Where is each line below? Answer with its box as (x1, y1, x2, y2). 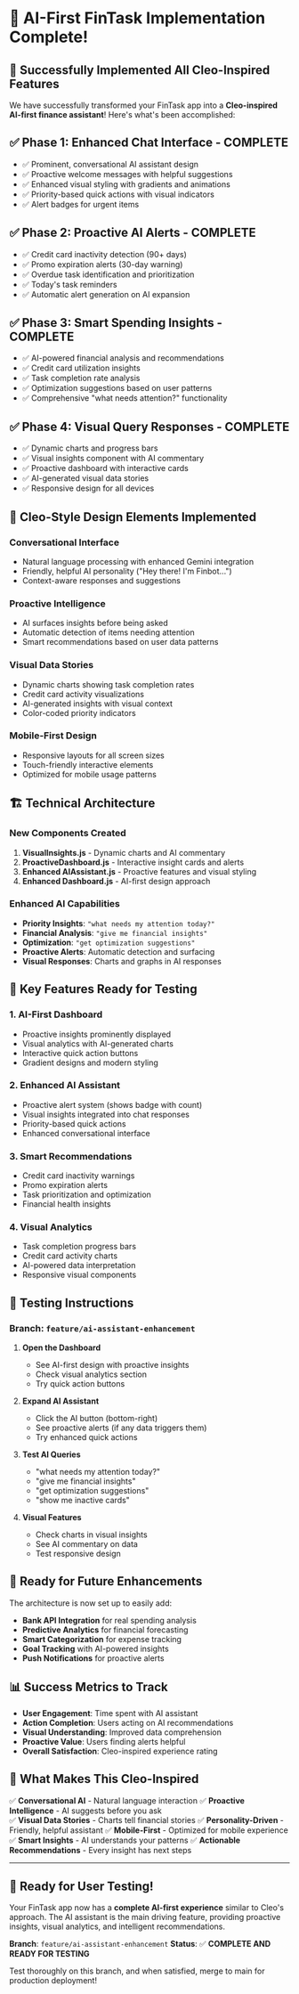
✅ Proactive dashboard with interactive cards (21, 463, 189, 474)
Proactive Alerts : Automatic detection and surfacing (21, 946, 215, 956)
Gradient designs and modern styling (21, 1057, 158, 1068)
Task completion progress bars (21, 1241, 136, 1252)
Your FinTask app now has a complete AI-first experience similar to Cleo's (9, 1902, 285, 1913)
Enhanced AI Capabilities (9, 898, 120, 910)
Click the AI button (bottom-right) (35, 1413, 158, 1424)
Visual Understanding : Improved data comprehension (21, 1727, 222, 1738)
